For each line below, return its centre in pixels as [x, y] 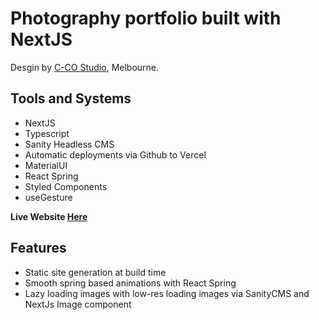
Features [38, 248]
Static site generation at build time [95, 272]
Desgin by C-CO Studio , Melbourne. [85, 67]
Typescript [47, 133]
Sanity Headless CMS [69, 144]
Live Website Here [49, 216]
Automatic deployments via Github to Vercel [115, 154]
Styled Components [66, 186]
